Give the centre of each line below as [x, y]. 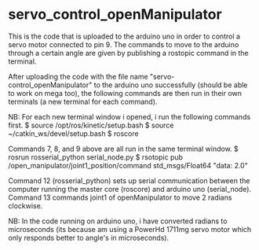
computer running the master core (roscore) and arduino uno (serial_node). [130, 189]
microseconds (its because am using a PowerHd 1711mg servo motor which [130, 229]
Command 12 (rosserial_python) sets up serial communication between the [129, 180]
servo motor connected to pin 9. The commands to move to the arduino [124, 44]
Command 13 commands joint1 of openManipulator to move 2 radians [120, 197]
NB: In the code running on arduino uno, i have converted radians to [118, 221]
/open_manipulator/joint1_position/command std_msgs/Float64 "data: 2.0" [128, 165]
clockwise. [26, 205]
